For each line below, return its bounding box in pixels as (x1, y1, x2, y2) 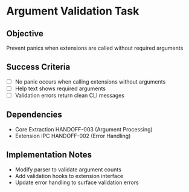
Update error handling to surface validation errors (14, 179, 139, 186)
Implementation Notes (6, 150, 92, 160)
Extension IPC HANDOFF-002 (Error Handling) (14, 132, 131, 139)
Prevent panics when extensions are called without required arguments (6, 44, 184, 51)
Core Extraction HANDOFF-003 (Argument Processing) (14, 125, 153, 133)
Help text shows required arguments (14, 85, 106, 92)
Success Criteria (6, 62, 71, 72)
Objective (6, 28, 44, 39)
